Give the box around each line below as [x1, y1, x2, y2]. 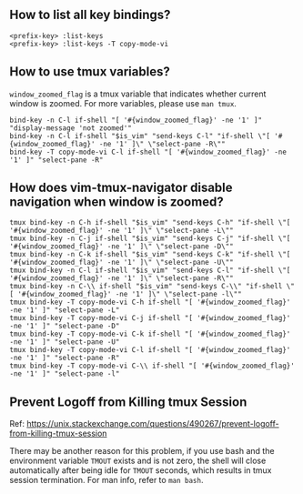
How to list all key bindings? [9, 7, 171, 23]
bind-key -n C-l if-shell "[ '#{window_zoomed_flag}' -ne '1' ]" [9, 116, 262, 125]
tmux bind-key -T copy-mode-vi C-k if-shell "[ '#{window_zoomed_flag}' [9, 329, 291, 339]
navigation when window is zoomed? [9, 195, 225, 210]
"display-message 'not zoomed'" [9, 123, 132, 133]
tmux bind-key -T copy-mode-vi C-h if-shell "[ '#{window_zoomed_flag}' [9, 297, 291, 307]
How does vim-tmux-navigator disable [9, 180, 234, 196]
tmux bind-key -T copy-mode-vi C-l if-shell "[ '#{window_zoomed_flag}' [9, 346, 291, 355]
